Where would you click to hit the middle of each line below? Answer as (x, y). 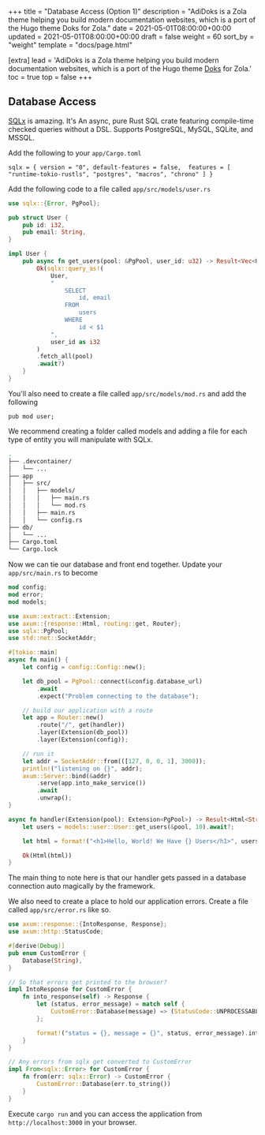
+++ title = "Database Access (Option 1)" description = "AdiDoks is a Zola (127, 11)
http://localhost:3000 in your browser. (73, 1122)
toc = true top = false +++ (50, 77)
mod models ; (28, 602)
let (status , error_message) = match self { (111, 1004)
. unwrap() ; (54, 798)
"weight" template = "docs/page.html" (70, 45)
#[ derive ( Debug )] (37, 946)
